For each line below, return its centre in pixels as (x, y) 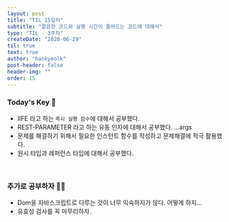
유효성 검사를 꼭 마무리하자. (54, 211)
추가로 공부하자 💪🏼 (36, 186)
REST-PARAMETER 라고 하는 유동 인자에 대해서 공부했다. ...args (104, 127)
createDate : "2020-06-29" (44, 40)
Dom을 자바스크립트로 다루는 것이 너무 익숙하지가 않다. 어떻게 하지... (109, 203)
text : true (23, 53)
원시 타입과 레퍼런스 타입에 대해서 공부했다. (75, 153)
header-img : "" (29, 71)
